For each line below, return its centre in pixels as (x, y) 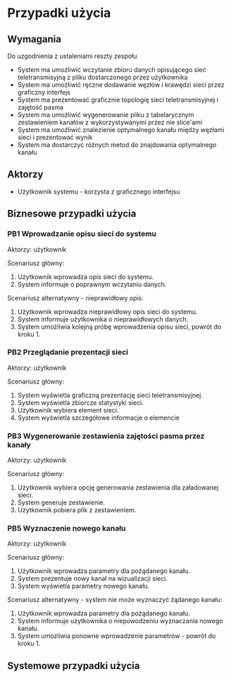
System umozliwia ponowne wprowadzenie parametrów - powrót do (117, 636)
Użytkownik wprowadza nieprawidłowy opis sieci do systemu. (107, 312)
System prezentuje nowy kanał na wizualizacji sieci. (92, 579)
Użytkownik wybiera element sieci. (68, 410)
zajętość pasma (40, 107)
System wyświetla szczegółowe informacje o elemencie (98, 418)
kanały (19, 444)
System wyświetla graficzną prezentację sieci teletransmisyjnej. (110, 395)
